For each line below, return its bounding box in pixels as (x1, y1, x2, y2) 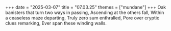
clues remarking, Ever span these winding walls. (5, 20, 107, 26)
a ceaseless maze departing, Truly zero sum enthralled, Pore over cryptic (5, 15, 160, 20)
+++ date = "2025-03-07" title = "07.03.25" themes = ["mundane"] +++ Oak (5, 4, 166, 10)
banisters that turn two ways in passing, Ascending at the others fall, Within (5, 9, 164, 15)
